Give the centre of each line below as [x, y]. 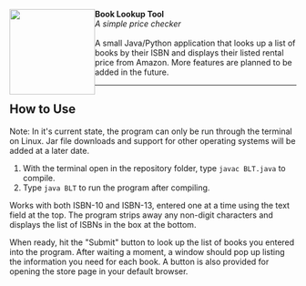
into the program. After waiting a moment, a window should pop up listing [147, 251]
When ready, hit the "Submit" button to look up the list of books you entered [152, 242]
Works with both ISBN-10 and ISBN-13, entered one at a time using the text [149, 205]
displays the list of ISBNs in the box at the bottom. [103, 224]
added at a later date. [49, 150]
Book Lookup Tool [130, 14]
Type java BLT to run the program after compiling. [116, 188]
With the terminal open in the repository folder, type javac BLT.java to [154, 168]
